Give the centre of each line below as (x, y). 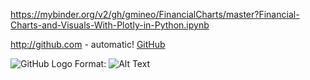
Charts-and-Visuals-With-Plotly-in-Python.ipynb (110, 25)
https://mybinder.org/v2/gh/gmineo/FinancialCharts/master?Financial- (155, 14)
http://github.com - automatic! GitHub (88, 44)
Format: (90, 63)
